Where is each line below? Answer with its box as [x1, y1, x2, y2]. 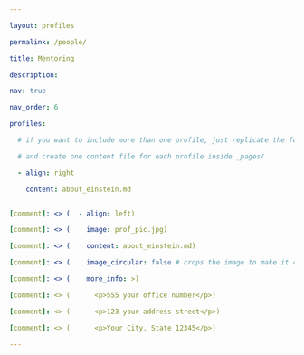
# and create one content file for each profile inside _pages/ [17, 151, 265, 161]
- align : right [17, 168, 75, 177]
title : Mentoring [9, 53, 75, 63]
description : [9, 70, 59, 80]
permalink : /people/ [9, 37, 88, 46]
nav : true [9, 87, 47, 96]
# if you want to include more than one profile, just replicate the [17, 136, 285, 145]
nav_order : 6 [9, 103, 59, 112]
